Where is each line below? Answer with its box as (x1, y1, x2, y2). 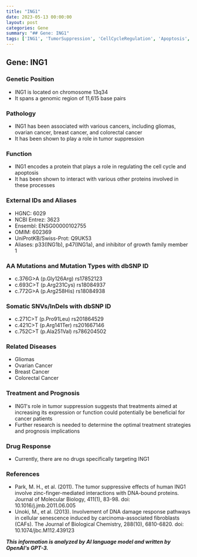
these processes (14, 182, 55, 189)
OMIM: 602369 (14, 228, 52, 235)
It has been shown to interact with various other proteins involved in (14, 175, 179, 182)
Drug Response (6, 442, 51, 450)
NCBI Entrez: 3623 (14, 216, 60, 223)
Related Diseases (6, 342, 57, 351)
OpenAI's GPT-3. (6, 545, 49, 552)
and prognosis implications (14, 427, 80, 434)
